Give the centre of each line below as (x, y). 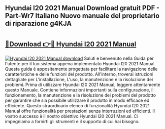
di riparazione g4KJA (38, 23)
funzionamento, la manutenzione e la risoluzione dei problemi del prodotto (81, 95)
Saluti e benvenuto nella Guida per (119, 58)
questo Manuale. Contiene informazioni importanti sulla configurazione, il (79, 90)
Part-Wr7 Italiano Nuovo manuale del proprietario (82, 16)
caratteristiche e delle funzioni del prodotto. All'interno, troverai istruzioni (79, 74)
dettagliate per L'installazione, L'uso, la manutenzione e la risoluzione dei (79, 79)
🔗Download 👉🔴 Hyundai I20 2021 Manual (71, 44)
